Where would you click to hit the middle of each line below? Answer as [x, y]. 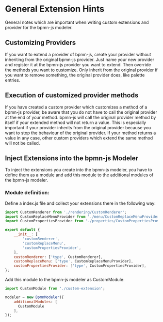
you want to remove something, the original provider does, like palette [75, 75]
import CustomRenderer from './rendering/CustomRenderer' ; [66, 212]
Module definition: [27, 193]
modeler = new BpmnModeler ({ [34, 297]
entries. [13, 80]
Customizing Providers [41, 43]
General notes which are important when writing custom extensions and [77, 22]
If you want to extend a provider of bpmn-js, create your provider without [78, 54]
